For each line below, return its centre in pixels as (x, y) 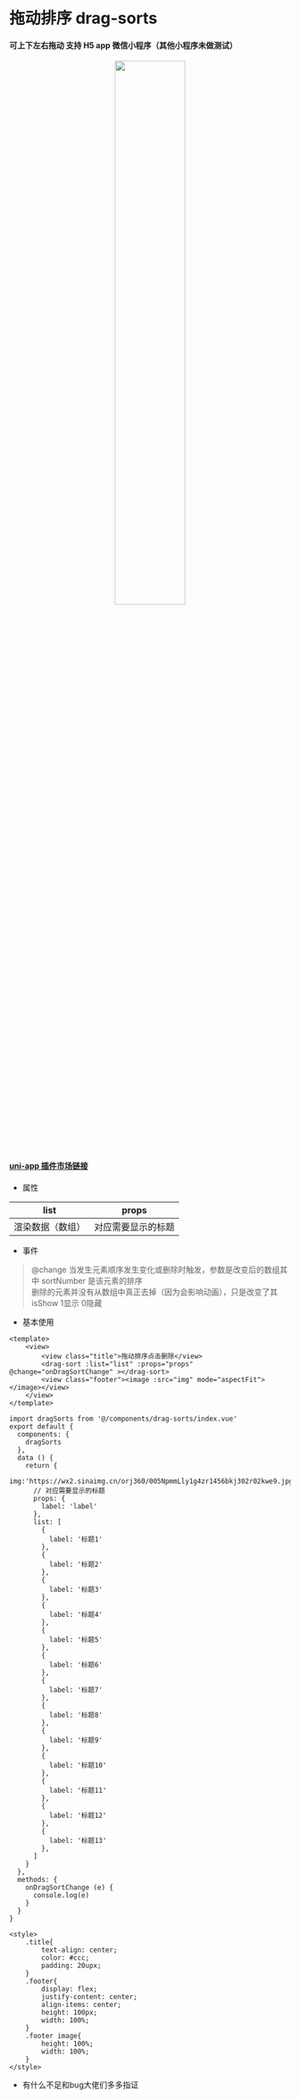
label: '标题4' (75, 1614)
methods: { (37, 1879)
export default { (42, 1426)
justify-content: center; (90, 1996)
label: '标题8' (75, 1715)
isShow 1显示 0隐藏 (67, 1303)
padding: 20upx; (71, 1965)
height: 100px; (70, 2012)
